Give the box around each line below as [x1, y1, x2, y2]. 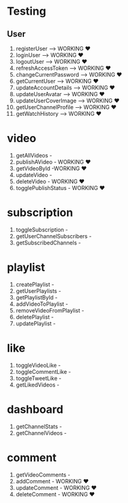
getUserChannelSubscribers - [15, 232, 92, 240]
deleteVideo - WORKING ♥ [15, 178, 85, 185]
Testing [7, 4, 47, 18]
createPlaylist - [15, 281, 55, 288]
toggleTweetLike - [15, 374, 62, 382]
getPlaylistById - [15, 293, 58, 301]
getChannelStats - [15, 423, 62, 430]
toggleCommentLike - [15, 368, 71, 375]
